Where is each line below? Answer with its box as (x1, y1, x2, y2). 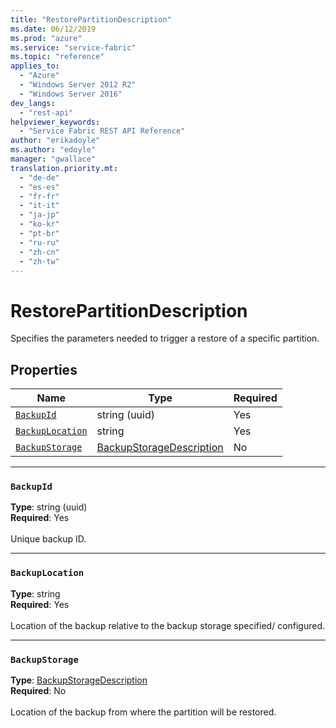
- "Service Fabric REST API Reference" (19, 126, 186, 136)
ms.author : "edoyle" (10, 145, 97, 155)
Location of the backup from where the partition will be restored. (10, 706, 277, 718)
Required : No (10, 685, 67, 697)
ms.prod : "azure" (10, 33, 83, 43)
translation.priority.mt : (10, 163, 118, 173)
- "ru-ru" (19, 237, 60, 248)
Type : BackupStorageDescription (10, 674, 148, 686)
